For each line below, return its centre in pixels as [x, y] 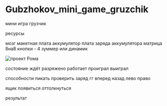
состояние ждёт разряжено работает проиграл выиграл [67, 68]
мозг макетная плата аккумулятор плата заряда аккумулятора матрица [84, 43]
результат [16, 98]
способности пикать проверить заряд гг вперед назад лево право [78, 78]
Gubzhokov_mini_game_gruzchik [77, 9]
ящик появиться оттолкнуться [38, 88]
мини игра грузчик [26, 23]
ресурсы [15, 33]
